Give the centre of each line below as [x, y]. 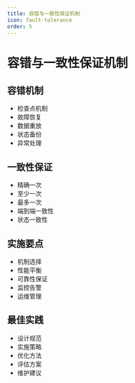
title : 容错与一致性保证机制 [44, 14]
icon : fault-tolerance [40, 20]
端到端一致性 [35, 211]
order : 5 [20, 26]
